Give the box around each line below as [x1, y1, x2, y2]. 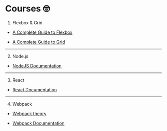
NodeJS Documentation [12, 63, 62, 68]
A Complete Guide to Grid [12, 39, 66, 45]
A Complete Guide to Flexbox [12, 29, 73, 35]
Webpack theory [12, 110, 47, 117]
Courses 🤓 [5, 3, 50, 14]
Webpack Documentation [12, 120, 65, 126]
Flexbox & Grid [12, 19, 43, 25]
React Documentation [12, 86, 57, 92]
